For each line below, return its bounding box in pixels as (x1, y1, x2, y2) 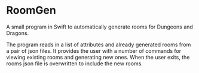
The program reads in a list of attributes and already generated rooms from (6, 41, 191, 48)
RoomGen (6, 4, 57, 17)
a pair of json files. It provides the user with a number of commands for (6, 47, 181, 54)
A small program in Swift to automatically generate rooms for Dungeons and (6, 23, 193, 30)
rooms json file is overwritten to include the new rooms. (6, 60, 143, 67)
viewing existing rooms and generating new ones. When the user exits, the (6, 53, 190, 61)
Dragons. (6, 29, 29, 36)
